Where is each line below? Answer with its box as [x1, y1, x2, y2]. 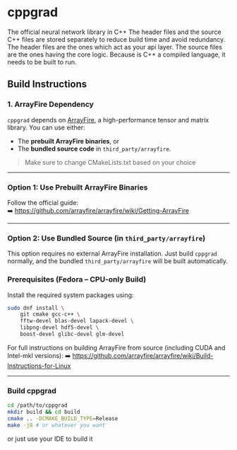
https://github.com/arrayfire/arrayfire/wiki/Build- [72, 351, 214, 359]
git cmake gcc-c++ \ [20, 311, 80, 318]
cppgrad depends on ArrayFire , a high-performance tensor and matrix [7, 115, 209, 124]
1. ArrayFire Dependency [7, 100, 94, 110]
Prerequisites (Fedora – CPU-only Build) [7, 275, 147, 284]
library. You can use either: [7, 123, 86, 132]
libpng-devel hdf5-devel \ [20, 324, 99, 331]
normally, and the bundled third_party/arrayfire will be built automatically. [7, 257, 228, 265]
